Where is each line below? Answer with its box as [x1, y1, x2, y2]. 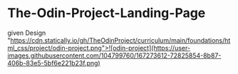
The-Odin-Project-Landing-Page [7, 5, 206, 21]
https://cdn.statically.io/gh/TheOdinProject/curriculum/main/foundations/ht [10, 36, 231, 44]
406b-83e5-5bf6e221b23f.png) [7, 58, 101, 67]
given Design [7, 28, 46, 37]
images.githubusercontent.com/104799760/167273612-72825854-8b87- [7, 51, 222, 60]
